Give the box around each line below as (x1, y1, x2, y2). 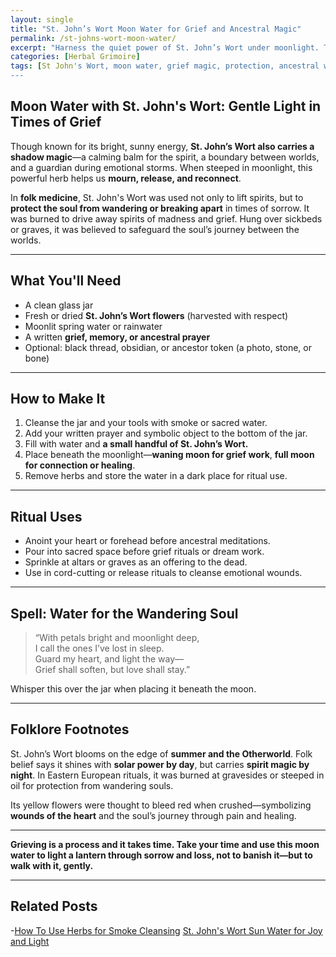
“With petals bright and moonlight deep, (34, 632, 200, 644)
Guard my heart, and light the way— (34, 653, 185, 665)
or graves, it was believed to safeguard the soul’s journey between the (10, 223, 300, 235)
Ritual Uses (10, 508, 83, 525)
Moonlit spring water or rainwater (24, 320, 163, 332)
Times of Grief (10, 114, 102, 131)
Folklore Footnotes (10, 721, 130, 738)
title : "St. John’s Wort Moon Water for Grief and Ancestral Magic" (10, 24, 302, 34)
